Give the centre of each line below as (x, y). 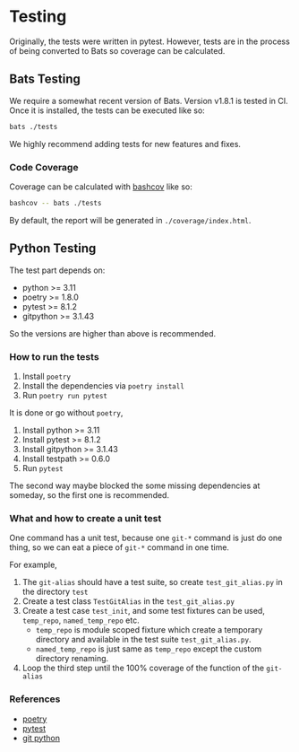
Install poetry (47, 376)
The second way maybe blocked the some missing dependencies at (135, 485)
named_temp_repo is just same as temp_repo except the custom (149, 649)
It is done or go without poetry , (66, 412)
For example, (34, 565)
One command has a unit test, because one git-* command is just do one (146, 538)
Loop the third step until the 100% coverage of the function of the (143, 668)
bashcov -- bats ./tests (56, 203)
